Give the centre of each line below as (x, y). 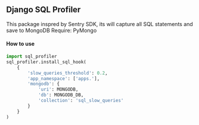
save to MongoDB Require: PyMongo (52, 30)
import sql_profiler (32, 57)
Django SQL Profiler (43, 10)
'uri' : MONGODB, (58, 89)
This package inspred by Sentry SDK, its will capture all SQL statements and (100, 24)
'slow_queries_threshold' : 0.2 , (68, 73)
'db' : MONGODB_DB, (61, 95)
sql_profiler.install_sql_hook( (46, 62)
